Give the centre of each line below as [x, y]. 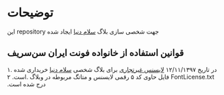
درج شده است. [26, 84]
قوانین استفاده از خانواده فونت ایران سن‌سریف [96, 53]
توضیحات [30, 13]
